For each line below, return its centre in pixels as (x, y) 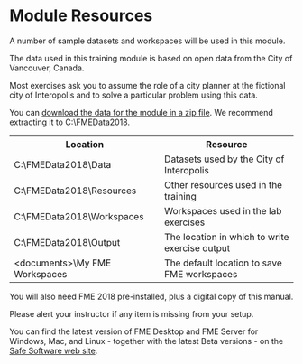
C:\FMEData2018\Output (67, 242)
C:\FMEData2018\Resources (75, 191)
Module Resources (81, 16)
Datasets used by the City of (224, 159)
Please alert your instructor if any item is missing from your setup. (132, 313)
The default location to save (223, 263)
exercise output (197, 247)
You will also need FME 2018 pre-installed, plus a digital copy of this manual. (151, 296)
